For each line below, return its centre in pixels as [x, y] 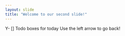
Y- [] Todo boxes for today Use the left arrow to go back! [63, 28]
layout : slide [20, 10]
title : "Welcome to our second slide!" [46, 14]
